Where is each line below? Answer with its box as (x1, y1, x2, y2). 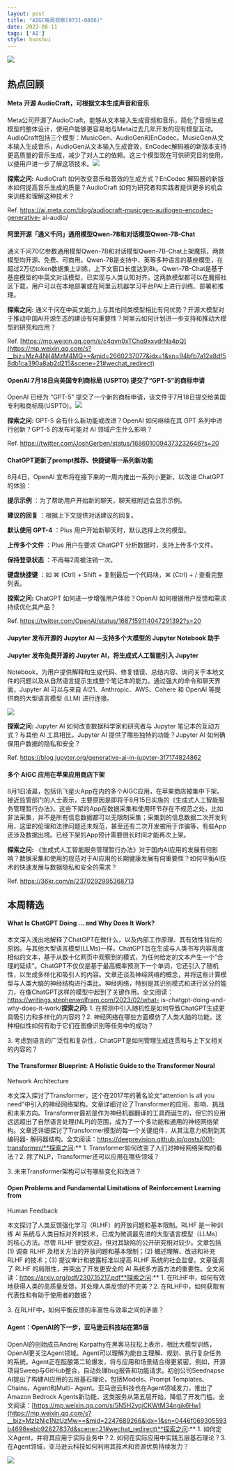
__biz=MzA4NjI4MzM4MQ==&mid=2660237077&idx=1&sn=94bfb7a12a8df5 (7, 351, 226, 360)
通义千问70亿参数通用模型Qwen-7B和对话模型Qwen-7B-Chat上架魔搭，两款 (7, 247, 225, 255)
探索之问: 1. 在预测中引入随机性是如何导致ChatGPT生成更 (61, 1004, 225, 1012)
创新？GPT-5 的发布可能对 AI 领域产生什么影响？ (13, 425, 153, 434)
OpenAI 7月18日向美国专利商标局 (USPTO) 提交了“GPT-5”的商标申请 (7, 376, 205, 384)
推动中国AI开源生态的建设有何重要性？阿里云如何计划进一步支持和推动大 (13, 314, 221, 322)
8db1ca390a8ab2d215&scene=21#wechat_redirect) (7, 359, 155, 367)
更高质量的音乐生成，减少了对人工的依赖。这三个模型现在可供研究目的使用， (7, 151, 227, 159)
